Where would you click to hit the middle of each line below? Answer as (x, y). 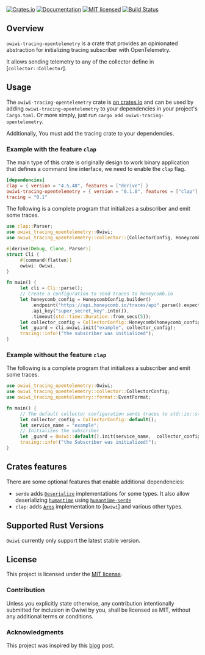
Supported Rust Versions (55, 526)
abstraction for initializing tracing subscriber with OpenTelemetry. (88, 49)
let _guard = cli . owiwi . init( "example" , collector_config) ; (98, 328)
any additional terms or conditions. (50, 616)
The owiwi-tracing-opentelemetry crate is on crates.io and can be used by (100, 102)
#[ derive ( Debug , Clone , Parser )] (49, 249)
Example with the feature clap (51, 149)
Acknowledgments (35, 632)
